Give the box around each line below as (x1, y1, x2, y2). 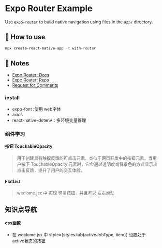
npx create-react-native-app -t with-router (5, 46, 96, 51)
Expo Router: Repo (12, 77, 50, 83)
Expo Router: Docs (12, 72, 49, 78)
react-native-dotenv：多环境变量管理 (12, 117, 86, 123)
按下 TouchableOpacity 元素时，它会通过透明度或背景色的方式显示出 (21, 161, 158, 167)
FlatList (5, 179, 20, 185)
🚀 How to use (5, 33, 45, 41)
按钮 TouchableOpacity (5, 143, 53, 149)
